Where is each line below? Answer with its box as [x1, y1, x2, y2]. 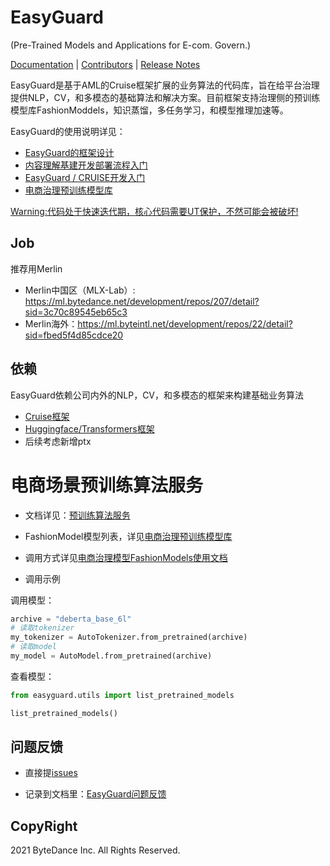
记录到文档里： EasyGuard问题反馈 [24, 788, 167, 800]
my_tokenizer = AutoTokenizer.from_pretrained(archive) [10, 632, 248, 643]
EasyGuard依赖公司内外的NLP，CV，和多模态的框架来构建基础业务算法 [10, 389, 305, 401]
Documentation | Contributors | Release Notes [10, 58, 201, 70]
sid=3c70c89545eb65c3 [24, 306, 128, 318]
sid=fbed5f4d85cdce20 [24, 329, 124, 341]
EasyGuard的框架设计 [24, 146, 115, 158]
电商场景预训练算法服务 [10, 474, 204, 496]
